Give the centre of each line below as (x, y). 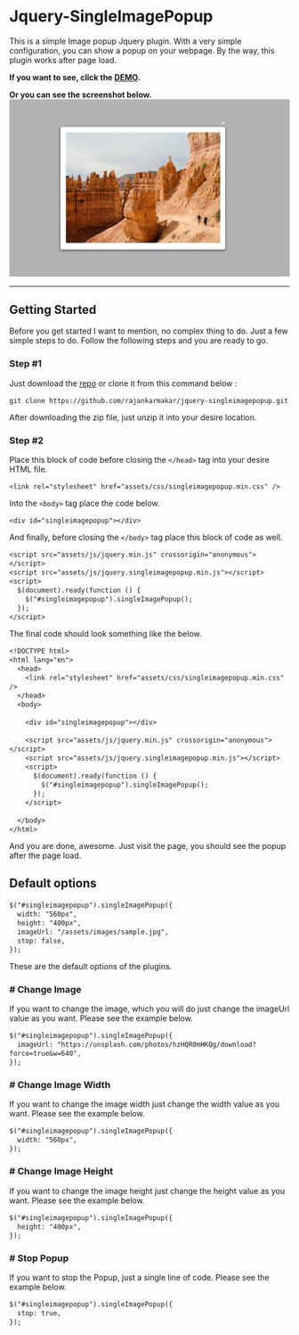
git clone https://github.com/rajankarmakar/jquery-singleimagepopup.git (149, 400)
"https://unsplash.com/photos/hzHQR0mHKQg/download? (156, 1045)
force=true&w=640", (45, 1054)
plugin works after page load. (63, 60)
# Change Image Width (60, 1085)
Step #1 (26, 364)
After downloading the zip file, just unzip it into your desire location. (133, 417)
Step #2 (27, 441)
